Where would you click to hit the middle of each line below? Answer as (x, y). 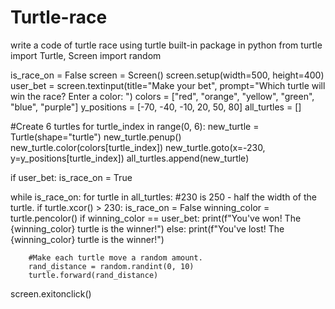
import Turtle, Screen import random (86, 55)
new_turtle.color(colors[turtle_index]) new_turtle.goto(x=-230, (138, 147)
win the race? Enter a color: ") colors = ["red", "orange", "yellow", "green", (162, 96)
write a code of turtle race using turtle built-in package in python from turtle (166, 45)
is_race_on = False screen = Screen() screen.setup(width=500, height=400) (167, 75)
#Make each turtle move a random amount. (115, 257)
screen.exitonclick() (51, 293)
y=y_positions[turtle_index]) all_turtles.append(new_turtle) (130, 158)
